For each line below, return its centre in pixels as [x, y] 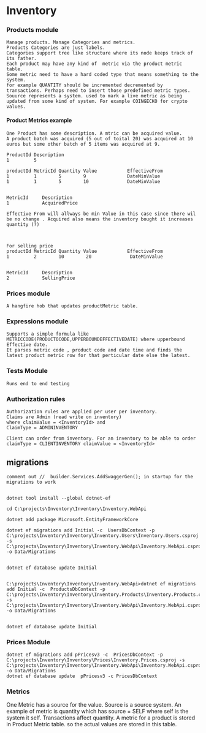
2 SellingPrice [41, 278]
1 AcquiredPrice [42, 203]
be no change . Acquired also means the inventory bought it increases [100, 219]
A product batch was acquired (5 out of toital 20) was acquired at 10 [100, 138]
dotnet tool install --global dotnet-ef [59, 498]
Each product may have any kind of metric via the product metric [94, 64]
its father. [21, 59]
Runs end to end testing [38, 383]
